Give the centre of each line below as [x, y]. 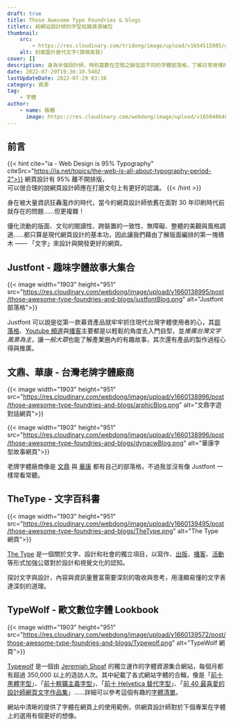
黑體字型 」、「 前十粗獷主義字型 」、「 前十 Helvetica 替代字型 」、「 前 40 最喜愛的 [116, 683]
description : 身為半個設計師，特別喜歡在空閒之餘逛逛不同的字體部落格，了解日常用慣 [115, 65]
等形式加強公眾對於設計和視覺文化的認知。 [68, 562]
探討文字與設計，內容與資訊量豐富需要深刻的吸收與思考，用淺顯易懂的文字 [113, 577]
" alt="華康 [199, 443]
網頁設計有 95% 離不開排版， [67, 179]
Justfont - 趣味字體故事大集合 [71, 267]
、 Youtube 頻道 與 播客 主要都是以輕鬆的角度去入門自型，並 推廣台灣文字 [120, 331]
